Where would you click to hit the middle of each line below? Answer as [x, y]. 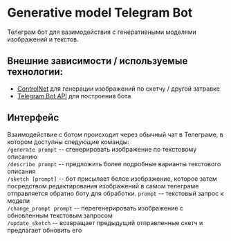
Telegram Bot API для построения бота [74, 96]
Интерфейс [33, 118]
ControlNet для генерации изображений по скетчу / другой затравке [118, 89]
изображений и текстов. [43, 39]
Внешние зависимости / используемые [98, 61]
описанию [22, 157]
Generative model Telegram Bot [100, 13]
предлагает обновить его [45, 230]
